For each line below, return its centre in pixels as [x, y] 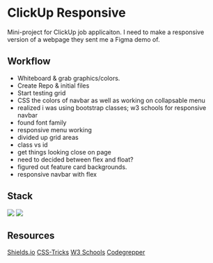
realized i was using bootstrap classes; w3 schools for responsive [112, 107]
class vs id [32, 145]
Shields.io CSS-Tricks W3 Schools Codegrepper [76, 253]
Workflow [29, 62]
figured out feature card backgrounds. [72, 167]
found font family [42, 122]
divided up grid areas [48, 137]
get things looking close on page [64, 152]
